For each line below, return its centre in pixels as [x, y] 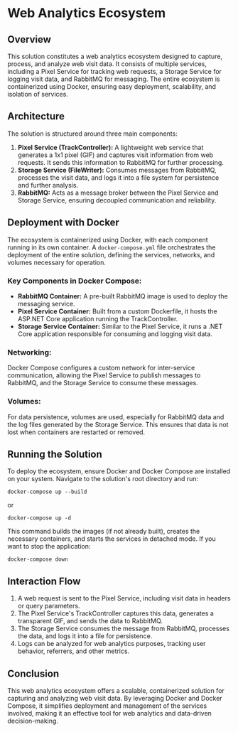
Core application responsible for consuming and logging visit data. [115, 334]
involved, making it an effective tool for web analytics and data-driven [109, 713]
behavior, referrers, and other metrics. [74, 651]
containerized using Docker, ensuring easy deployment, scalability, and [112, 86]
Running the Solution [55, 454]
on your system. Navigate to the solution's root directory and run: [103, 479]
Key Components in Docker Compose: [75, 281]
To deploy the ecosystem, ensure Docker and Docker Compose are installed [119, 471]
